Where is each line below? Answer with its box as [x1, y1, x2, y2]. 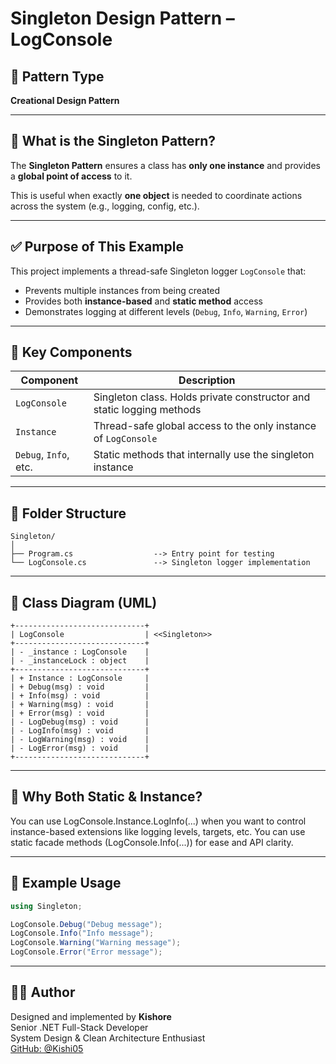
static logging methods [93, 403, 202, 417]
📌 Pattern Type [10, 68, 105, 85]
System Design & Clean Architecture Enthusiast [10, 1032, 206, 1044]
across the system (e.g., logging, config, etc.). [10, 200, 200, 212]
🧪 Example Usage [10, 875, 122, 892]
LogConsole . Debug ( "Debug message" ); [10, 919, 163, 929]
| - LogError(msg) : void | [10, 743, 150, 754]
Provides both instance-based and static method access [24, 295, 263, 307]
